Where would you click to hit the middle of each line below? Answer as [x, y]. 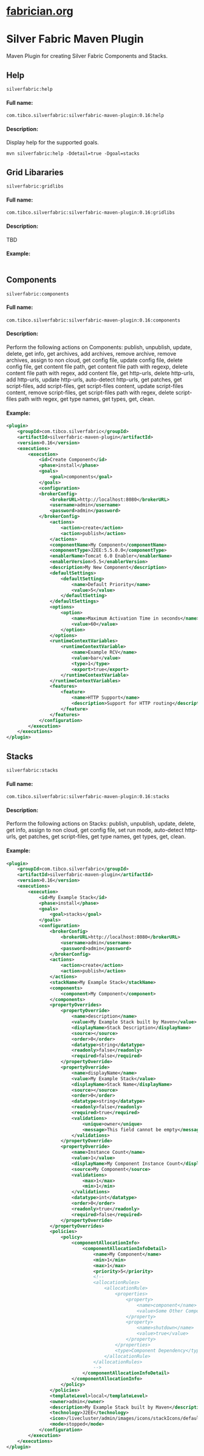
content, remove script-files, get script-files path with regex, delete [90, 392]
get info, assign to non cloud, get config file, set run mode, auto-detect [95, 830]
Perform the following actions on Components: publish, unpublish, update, [99, 347]
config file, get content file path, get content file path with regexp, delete [97, 366]
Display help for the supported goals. [53, 143]
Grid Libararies [35, 172]
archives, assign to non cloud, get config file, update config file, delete [95, 360]
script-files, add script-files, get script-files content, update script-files [95, 386]
